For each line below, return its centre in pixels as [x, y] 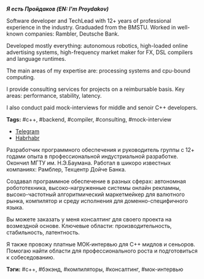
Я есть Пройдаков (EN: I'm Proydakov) [58, 9]
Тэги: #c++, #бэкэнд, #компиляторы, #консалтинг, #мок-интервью [95, 269]
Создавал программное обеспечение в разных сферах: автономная [96, 181]
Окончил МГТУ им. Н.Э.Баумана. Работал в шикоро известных [88, 163]
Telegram [27, 131]
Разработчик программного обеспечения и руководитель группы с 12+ [100, 150]
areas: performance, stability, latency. [54, 96]
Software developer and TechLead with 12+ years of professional [89, 21]
